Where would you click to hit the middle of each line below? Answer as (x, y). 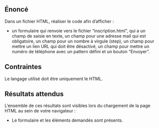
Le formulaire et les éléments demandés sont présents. (67, 120)
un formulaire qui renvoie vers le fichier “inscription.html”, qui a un (79, 31)
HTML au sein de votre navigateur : (40, 111)
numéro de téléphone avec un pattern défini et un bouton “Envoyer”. (81, 51)
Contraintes (23, 67)
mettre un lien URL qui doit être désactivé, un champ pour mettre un (80, 46)
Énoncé (16, 10)
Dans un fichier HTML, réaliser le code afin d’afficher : (59, 21)
